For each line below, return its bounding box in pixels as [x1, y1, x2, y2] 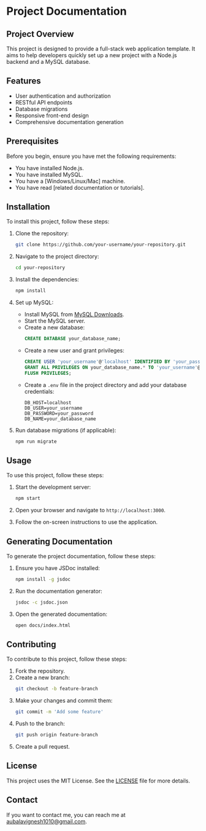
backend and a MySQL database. [6, 58, 91, 65]
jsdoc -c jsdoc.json [15, 599, 68, 606]
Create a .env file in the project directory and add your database [24, 381, 187, 388]
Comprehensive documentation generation [15, 118, 124, 125]
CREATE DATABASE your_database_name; [24, 336, 121, 342]
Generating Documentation [6, 536, 113, 547]
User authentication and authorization [15, 92, 112, 99]
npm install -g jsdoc [15, 576, 71, 582]
